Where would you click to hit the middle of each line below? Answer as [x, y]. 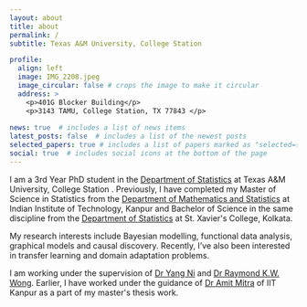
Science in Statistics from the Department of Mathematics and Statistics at [150, 198]
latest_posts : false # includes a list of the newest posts [128, 137]
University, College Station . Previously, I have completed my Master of [143, 189]
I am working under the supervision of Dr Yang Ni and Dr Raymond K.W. [145, 273]
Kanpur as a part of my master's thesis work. [94, 292]
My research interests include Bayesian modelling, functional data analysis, [151, 236]
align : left [41, 69]
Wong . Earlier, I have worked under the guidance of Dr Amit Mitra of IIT [143, 282]
